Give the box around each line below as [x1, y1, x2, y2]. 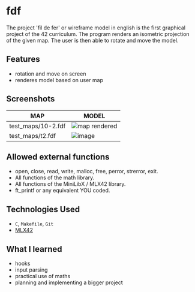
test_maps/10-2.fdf [9, 122, 66, 130]
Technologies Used [6, 204, 80, 214]
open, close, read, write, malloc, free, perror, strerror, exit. [14, 168, 158, 175]
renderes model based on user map [14, 76, 104, 83]
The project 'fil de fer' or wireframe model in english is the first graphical [6, 24, 186, 31]
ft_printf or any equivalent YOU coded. [14, 187, 110, 194]
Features [6, 54, 40, 64]
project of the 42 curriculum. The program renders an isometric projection [6, 30, 190, 37]
